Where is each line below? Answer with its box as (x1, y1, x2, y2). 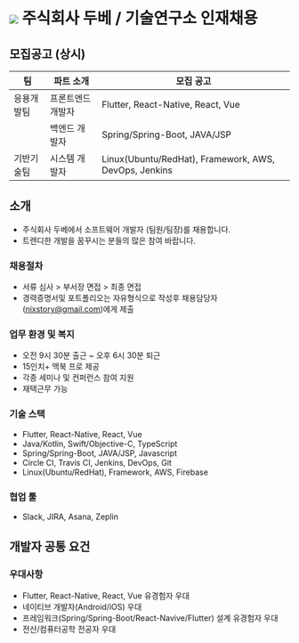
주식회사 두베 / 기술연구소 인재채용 (21, 8, 258, 28)
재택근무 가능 (21, 384, 69, 395)
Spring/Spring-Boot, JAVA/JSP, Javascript (21, 447, 178, 459)
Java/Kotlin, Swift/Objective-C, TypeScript (21, 438, 178, 449)
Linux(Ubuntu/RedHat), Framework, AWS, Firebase (21, 467, 209, 477)
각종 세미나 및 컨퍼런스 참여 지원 (21, 372, 134, 383)
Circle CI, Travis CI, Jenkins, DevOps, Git (21, 457, 172, 468)
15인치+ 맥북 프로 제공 (21, 362, 100, 372)
